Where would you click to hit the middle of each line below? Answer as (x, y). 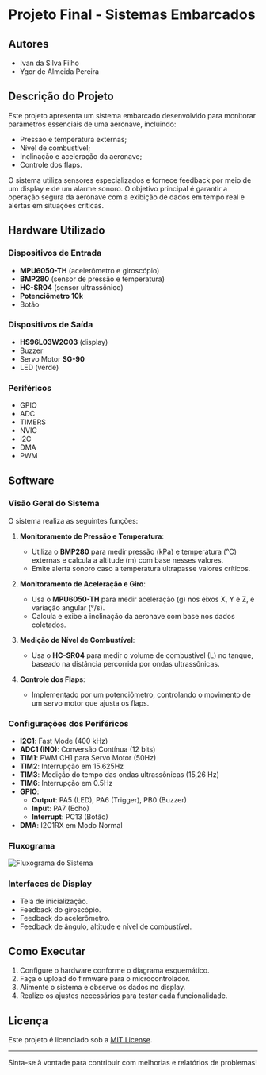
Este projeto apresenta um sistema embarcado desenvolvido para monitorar (132, 115)
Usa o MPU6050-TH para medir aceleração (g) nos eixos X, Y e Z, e (143, 599)
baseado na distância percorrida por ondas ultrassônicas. (125, 663)
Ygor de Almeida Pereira (59, 72)
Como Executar (47, 951)
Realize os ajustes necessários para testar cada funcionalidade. (123, 996)
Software (31, 481)
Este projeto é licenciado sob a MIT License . (80, 1040)
